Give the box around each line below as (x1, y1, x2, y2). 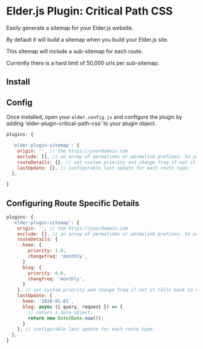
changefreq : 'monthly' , (28, 254, 88, 260)
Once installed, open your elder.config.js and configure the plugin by (6, 114, 182, 121)
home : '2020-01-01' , (22, 298, 74, 304)
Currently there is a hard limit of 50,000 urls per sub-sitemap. (6, 59, 159, 66)
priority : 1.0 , (28, 248, 66, 254)
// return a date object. (28, 309, 94, 315)
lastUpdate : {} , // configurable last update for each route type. (17, 165, 190, 171)
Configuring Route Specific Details (6, 198, 140, 208)
